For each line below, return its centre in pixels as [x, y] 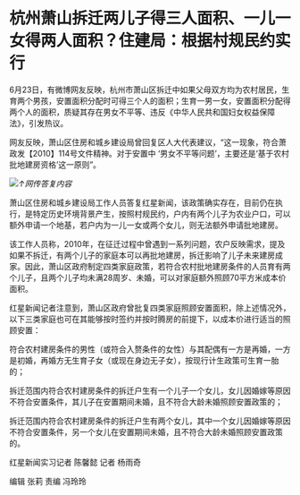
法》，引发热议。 [39, 123]
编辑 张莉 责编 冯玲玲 [48, 481]
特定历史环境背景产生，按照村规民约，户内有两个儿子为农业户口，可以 [162, 213]
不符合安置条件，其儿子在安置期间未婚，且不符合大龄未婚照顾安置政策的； [146, 401]
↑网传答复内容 [45, 183]
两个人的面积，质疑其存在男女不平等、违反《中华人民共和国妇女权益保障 [142, 112]
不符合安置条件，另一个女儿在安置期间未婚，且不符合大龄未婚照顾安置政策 [146, 431]
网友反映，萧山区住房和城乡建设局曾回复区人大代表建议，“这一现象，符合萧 [148, 142]
